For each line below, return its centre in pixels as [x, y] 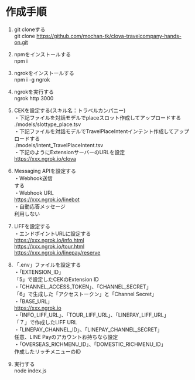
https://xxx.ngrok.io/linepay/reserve [57, 252]
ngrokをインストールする [44, 73]
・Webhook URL [34, 193]
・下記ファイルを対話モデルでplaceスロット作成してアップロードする [97, 117]
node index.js [30, 371]
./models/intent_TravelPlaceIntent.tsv [59, 145]
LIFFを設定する [32, 226]
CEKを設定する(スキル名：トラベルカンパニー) [70, 110]
